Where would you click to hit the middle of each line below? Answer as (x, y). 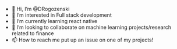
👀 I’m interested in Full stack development (61, 15)
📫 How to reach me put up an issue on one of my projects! (82, 40)
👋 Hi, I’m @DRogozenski (40, 9)
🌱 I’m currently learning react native (54, 21)
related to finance (33, 33)
